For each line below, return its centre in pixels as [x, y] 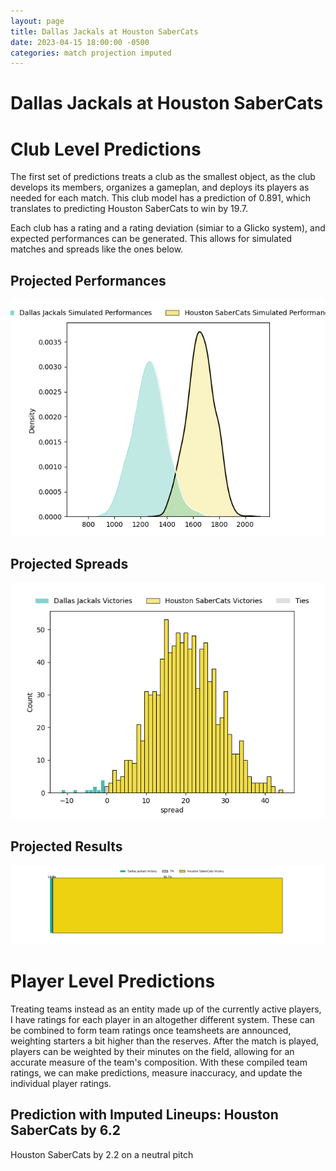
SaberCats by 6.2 [65, 1130]
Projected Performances [88, 280]
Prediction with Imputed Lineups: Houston [144, 1115]
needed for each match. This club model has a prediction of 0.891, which [161, 198]
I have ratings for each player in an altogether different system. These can [163, 1019]
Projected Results [66, 846]
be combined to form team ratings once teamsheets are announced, [151, 1030]
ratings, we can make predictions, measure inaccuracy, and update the [156, 1072]
